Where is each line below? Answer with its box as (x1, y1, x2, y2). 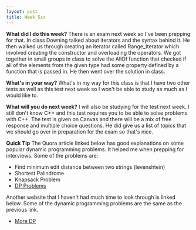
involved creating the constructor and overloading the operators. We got (6, 49, 181, 56)
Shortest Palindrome (14, 169, 65, 176)
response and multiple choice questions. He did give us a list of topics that (6, 122, 187, 129)
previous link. (6, 206, 39, 213)
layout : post (6, 8, 38, 15)
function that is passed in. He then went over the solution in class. (6, 68, 165, 75)
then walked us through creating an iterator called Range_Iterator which (6, 42, 180, 50)
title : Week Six (6, 14, 46, 20)
